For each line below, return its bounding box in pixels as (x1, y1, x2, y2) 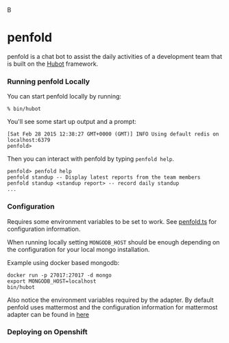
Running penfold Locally (7, 77, 91, 86)
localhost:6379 (7, 137, 51, 144)
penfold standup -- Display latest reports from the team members (7, 174, 201, 181)
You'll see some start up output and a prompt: (7, 118, 137, 126)
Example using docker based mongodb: (7, 258, 120, 266)
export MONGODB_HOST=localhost (7, 277, 97, 285)
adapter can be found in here (7, 310, 90, 318)
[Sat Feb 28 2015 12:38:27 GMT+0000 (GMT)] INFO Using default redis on (7, 131, 219, 138)
